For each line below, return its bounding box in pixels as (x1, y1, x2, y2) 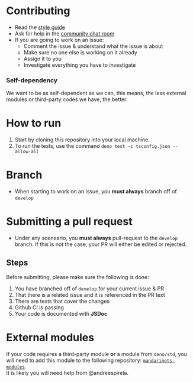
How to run (6, 116, 62, 130)
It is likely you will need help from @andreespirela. (6, 369, 129, 376)
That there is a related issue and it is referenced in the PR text (14, 291, 166, 298)
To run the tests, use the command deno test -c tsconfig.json (14, 143, 171, 150)
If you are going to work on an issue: (14, 36, 104, 43)
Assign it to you (23, 55, 62, 62)
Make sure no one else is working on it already (23, 48, 137, 56)
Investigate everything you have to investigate (23, 61, 136, 69)
